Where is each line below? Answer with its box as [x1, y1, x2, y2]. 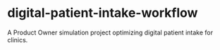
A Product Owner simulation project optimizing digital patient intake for [7, 28, 214, 37]
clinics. [7, 35, 28, 44]
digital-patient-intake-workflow [7, 5, 198, 21]
